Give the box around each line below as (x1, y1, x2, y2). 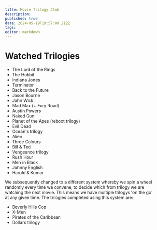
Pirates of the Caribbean (12, 214, 61, 220)
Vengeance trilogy (12, 149, 49, 155)
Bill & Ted (12, 144, 31, 149)
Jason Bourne (12, 92, 40, 98)
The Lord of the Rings (12, 66, 56, 72)
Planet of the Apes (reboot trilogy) (12, 118, 81, 124)
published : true (5, 16, 38, 21)
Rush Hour (12, 154, 34, 160)
